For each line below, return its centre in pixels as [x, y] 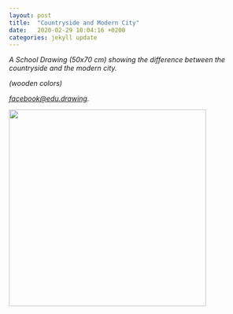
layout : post [30, 15]
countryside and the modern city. [63, 68]
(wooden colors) [35, 83]
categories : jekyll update [53, 37]
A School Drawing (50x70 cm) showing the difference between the [117, 60]
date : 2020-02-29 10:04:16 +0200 [67, 30]
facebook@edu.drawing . [49, 98]
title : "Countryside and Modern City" [74, 23]
